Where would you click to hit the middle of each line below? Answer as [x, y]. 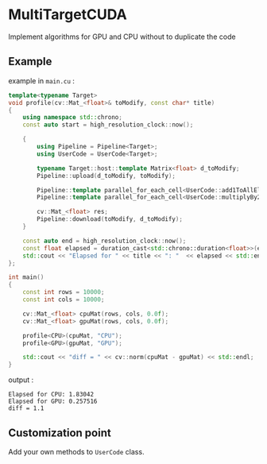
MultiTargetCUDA [68, 15]
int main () [26, 277]
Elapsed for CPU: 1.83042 [51, 395]
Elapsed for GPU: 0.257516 [53, 402]
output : [21, 380]
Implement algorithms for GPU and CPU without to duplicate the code [122, 37]
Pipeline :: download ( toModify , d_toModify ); [110, 219]
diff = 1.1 [26, 408]
